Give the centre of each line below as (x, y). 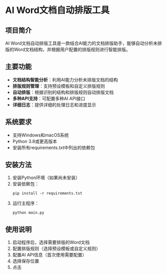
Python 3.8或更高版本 (35, 141)
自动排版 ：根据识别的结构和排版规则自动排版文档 (63, 92)
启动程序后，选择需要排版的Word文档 (51, 242)
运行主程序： (26, 203)
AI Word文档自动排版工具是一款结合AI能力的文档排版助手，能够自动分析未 (81, 43)
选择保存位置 (26, 261)
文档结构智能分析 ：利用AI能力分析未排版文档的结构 (65, 79)
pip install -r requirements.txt (47, 193)
